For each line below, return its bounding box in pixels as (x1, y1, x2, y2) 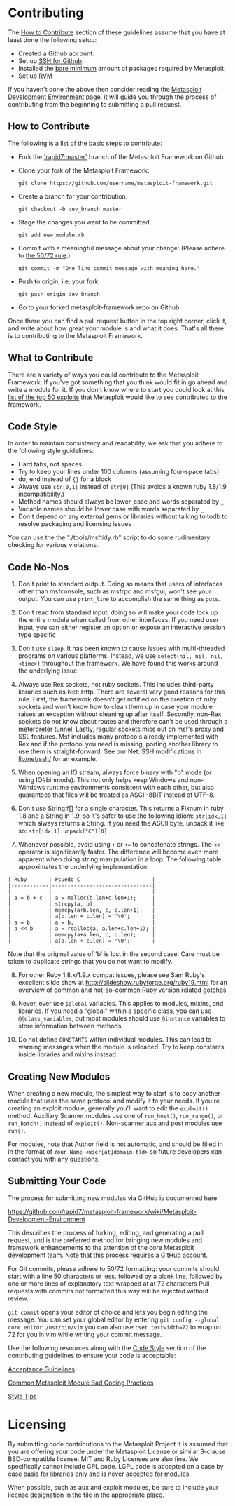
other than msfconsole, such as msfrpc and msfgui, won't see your (17, 587, 212, 596)
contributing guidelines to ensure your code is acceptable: (8, 1351, 176, 1359)
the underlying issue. (17, 666, 79, 675)
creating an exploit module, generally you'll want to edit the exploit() (8, 1104, 208, 1112)
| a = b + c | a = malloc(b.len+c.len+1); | (8, 894, 156, 902)
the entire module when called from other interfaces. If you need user (17, 616, 219, 624)
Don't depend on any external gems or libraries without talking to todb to (17, 512, 228, 520)
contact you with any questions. (8, 1155, 100, 1163)
